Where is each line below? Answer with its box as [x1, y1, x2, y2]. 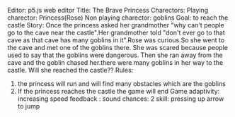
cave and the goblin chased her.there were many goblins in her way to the [7, 58, 224, 66]
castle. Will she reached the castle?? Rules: [7, 66, 134, 74]
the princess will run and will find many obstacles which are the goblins [17, 80, 227, 87]
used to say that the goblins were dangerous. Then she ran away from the [7, 51, 223, 59]
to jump [17, 102, 40, 110]
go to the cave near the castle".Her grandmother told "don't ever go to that [7, 28, 225, 37]
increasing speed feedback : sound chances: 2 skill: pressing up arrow [17, 94, 224, 103]
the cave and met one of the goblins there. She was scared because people [7, 44, 229, 51]
